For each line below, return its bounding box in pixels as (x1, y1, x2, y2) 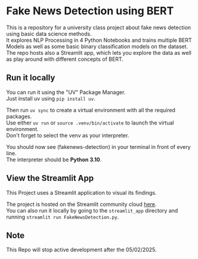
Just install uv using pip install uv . (6, 95, 95, 102)
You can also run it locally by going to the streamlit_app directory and (6, 207, 178, 214)
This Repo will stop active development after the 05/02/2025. (6, 246, 157, 254)
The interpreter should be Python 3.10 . (6, 156, 102, 163)
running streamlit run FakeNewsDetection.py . (6, 213, 119, 220)
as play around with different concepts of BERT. (6, 55, 123, 63)
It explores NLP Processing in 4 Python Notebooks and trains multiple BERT (6, 36, 192, 43)
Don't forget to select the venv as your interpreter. (6, 132, 129, 139)
